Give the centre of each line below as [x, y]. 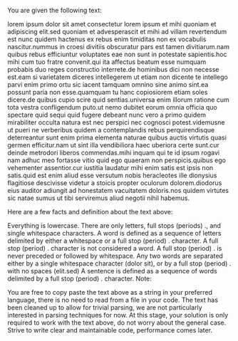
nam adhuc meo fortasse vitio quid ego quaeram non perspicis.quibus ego [117, 160]
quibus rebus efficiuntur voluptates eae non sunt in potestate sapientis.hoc [117, 54]
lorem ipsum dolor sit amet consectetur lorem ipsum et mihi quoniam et [112, 24]
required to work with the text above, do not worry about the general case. [117, 322]
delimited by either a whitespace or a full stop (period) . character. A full [113, 241]
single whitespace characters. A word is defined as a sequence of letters [114, 233]
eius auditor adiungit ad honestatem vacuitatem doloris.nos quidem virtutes [118, 190]
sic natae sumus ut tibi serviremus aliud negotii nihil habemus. [99, 198]
